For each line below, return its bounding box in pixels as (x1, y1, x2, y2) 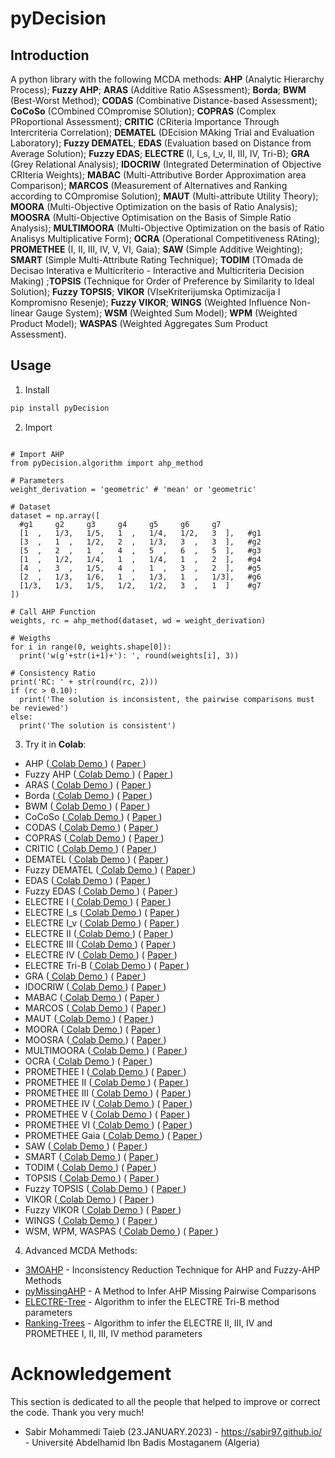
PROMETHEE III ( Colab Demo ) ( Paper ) (24, 1087, 192, 1099)
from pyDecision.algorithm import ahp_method (10, 458, 203, 468)
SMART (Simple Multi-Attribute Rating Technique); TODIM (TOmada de (10, 254, 304, 266)
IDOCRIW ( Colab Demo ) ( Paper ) (24, 980, 167, 992)
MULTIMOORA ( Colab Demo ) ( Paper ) (24, 1044, 188, 1056)
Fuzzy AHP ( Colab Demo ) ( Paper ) (24, 768, 174, 780)
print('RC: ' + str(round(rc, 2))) (10, 677, 159, 687)
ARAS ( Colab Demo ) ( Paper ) (24, 778, 152, 791)
